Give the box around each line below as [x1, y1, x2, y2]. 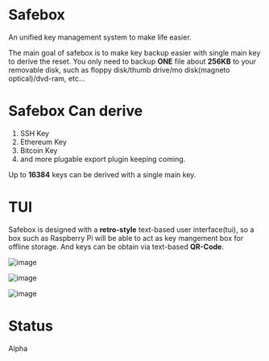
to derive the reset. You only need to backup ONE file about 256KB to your [8, 56, 256, 66]
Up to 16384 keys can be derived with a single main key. [8, 169, 197, 179]
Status [8, 317, 54, 335]
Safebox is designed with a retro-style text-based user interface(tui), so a [8, 224, 255, 234]
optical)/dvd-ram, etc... [8, 73, 85, 83]
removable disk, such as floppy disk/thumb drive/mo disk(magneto [8, 64, 230, 74]
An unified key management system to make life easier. [8, 32, 192, 42]
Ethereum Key [19, 137, 67, 147]
